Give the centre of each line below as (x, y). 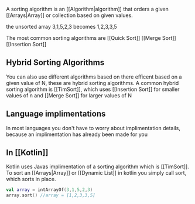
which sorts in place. (31, 179)
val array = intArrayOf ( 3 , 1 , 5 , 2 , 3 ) (49, 190)
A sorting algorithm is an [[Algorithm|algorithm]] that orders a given (87, 9)
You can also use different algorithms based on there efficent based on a (94, 77)
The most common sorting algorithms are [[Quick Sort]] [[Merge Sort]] (91, 38)
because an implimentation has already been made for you (77, 134)
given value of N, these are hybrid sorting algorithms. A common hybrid (93, 83)
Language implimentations (56, 114)
